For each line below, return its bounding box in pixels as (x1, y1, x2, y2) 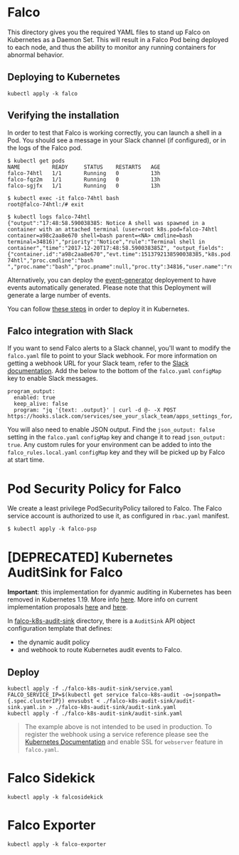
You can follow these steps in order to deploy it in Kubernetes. (7, 304, 190, 313)
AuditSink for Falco (7, 564, 123, 580)
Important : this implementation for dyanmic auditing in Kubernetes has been (7, 588, 232, 597)
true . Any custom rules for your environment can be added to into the (7, 441, 212, 449)
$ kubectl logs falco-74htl (7, 213, 91, 221)
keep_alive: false (14, 400, 69, 408)
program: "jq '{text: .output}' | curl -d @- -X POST (14, 406, 176, 414)
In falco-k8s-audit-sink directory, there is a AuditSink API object (7, 617, 196, 625)
